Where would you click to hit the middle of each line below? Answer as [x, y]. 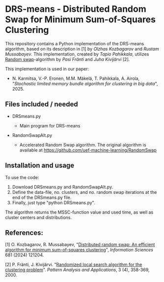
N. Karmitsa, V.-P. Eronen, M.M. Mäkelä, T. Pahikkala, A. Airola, [76, 78]
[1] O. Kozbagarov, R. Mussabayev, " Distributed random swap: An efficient [80, 245]
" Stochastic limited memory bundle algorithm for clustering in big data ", [85, 83]
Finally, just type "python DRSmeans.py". [54, 202]
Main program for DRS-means [50, 125]
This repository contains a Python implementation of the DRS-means [75, 43]
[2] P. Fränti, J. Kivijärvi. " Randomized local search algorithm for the [74, 265]
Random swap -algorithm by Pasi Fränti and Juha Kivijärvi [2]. [68, 59]
